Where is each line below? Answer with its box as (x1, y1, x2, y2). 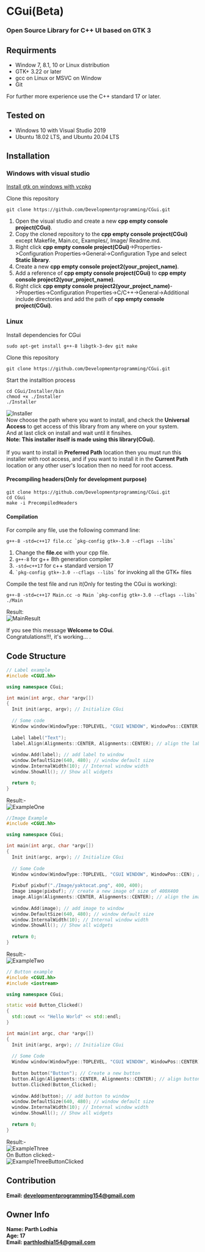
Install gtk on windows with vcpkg (6, 183, 92, 190)
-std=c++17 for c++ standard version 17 (15, 562, 114, 570)
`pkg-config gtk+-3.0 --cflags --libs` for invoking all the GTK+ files (15, 568, 192, 576)
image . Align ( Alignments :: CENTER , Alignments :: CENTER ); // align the (12, 894, 190, 900)
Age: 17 (6, 1232, 26, 1240)
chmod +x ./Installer (6, 393, 62, 400)
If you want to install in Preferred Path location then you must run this (6, 449, 182, 456)
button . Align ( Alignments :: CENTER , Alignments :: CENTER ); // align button (12, 1076, 201, 1082)
